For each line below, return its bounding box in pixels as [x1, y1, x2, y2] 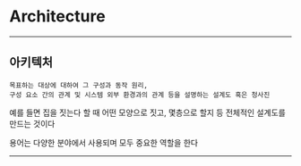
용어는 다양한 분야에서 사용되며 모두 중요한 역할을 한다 [9, 137, 199, 148]
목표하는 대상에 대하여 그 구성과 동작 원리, [9, 80, 149, 90]
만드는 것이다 [9, 118, 56, 129]
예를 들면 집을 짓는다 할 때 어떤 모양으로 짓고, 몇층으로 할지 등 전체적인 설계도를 [9, 107, 287, 118]
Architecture [9, 6, 106, 27]
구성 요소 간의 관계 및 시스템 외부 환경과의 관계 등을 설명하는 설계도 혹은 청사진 [9, 90, 271, 99]
